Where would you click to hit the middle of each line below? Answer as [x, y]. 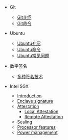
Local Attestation [41, 112]
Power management [37, 132]
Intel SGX [19, 86]
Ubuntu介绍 [29, 43]
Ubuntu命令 [29, 49]
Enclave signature [35, 101]
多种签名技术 [30, 76]
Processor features [36, 127]
